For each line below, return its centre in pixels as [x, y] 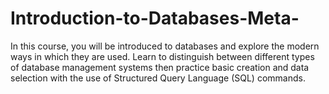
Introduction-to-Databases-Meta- [155, 18]
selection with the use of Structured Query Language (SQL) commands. [158, 78]
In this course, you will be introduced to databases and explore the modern [165, 46]
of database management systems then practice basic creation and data [160, 67]
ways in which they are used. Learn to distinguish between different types [162, 56]
